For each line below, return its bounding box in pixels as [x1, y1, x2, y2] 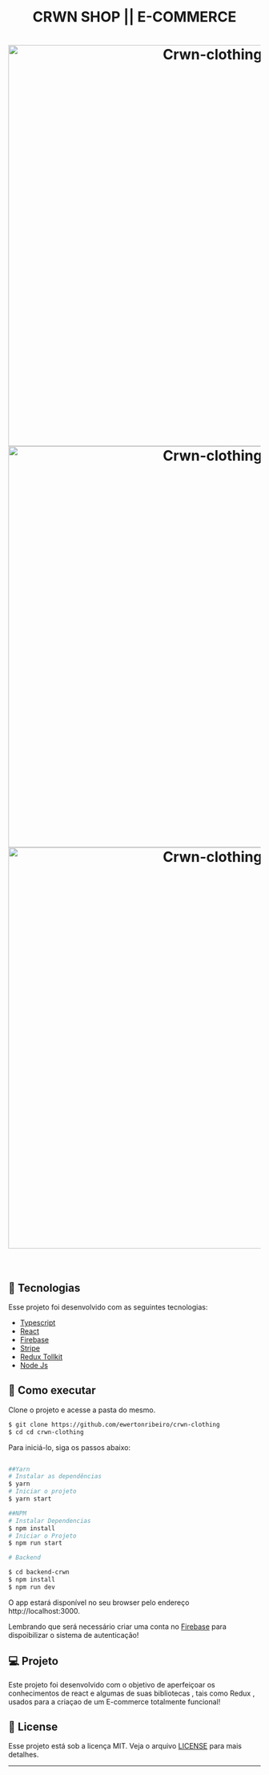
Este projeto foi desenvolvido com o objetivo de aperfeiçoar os [8, 1680, 215, 1689]
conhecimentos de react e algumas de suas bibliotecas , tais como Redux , [8, 1688, 255, 1698]
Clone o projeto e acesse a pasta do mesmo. [8, 1405, 156, 1415]
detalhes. [8, 1750, 39, 1760]
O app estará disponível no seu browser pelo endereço [8, 1598, 190, 1607]
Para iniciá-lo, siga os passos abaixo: [8, 1442, 130, 1452]
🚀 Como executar [8, 1383, 96, 1397]
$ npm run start [8, 1539, 62, 1547]
